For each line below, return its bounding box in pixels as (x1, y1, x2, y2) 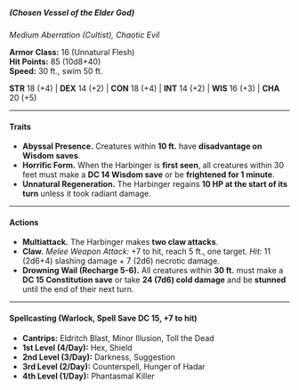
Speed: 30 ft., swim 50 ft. (9, 65, 103, 76)
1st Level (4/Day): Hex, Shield (21, 342, 133, 353)
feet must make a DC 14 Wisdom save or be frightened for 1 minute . (21, 169, 275, 180)
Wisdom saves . (21, 150, 81, 161)
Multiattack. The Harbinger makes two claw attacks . (21, 237, 219, 248)
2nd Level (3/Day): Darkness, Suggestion (21, 352, 176, 362)
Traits (9, 121, 31, 132)
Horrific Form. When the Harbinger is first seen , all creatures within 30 (21, 160, 285, 171)
